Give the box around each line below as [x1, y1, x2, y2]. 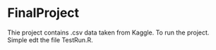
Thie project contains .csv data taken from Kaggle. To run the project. [7, 28, 210, 37]
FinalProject [7, 5, 80, 21]
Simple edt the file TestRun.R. [7, 35, 93, 44]
